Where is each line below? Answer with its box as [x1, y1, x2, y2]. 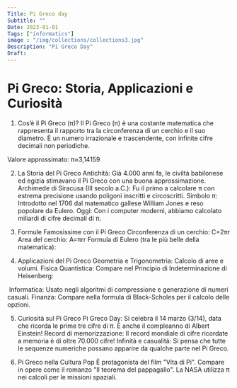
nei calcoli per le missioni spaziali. [17, 372, 117, 381]
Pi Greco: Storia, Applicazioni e [7, 81, 193, 96]
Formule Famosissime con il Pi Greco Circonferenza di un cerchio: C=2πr [17, 227, 231, 236]
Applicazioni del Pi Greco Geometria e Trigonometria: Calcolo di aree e [17, 256, 224, 265]
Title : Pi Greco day [7, 10, 69, 18]
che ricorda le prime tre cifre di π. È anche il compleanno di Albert [17, 321, 210, 330]
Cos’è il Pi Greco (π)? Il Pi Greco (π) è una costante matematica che [17, 118, 214, 127]
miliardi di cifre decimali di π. [17, 214, 102, 222]
